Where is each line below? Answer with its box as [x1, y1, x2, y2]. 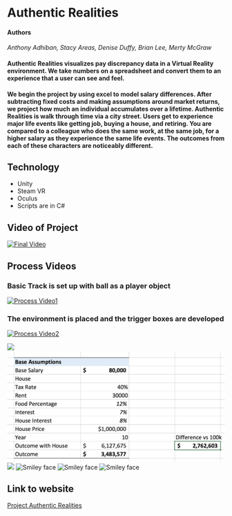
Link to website [7, 483, 74, 495]
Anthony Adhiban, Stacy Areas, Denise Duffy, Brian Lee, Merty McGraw [7, 44, 212, 52]
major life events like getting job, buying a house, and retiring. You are [7, 119, 212, 127]
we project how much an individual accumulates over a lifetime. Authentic [7, 104, 224, 113]
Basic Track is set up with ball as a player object [7, 281, 171, 291]
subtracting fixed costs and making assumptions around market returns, [7, 97, 220, 105]
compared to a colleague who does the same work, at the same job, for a [7, 127, 220, 135]
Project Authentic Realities [7, 501, 82, 510]
